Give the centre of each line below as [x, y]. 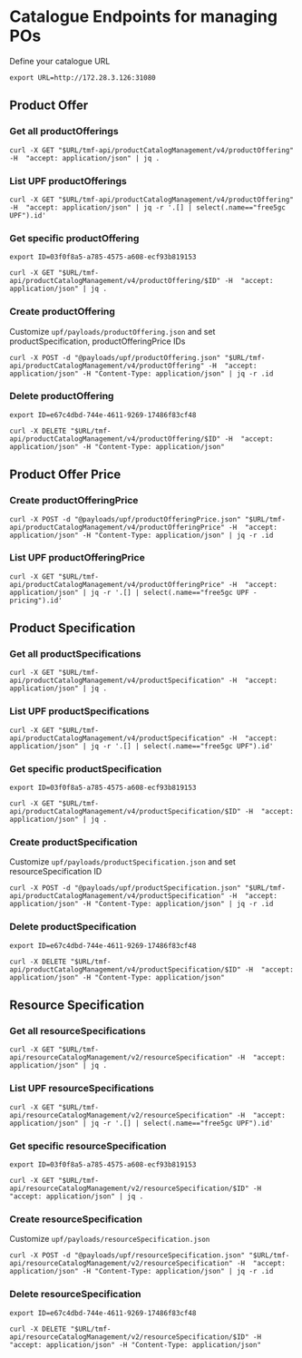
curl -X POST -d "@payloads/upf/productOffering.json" [115, 357]
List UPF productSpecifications [79, 711]
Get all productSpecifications [75, 654]
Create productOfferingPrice [74, 501]
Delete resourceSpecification [76, 1294]
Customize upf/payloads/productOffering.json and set [112, 331]
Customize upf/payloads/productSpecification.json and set [122, 862]
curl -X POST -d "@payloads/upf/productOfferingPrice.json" [126, 519]
